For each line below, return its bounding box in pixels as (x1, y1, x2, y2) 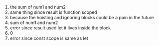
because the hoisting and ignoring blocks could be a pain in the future (9, 15, 155, 20)
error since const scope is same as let (9, 35, 88, 41)
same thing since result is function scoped (9, 9, 97, 15)
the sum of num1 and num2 (9, 4, 66, 10)
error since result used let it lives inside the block (9, 25, 111, 31)
